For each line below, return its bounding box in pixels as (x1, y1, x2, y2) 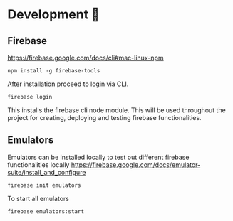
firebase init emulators (7, 181, 81, 189)
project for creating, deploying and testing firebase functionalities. (7, 114, 202, 122)
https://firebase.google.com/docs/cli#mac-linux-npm (7, 53, 164, 62)
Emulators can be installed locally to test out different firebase (7, 153, 190, 161)
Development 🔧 (7, 6, 100, 23)
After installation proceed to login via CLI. (7, 80, 129, 88)
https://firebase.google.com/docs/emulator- (71, 160, 201, 169)
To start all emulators (7, 194, 70, 203)
